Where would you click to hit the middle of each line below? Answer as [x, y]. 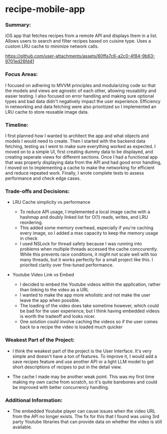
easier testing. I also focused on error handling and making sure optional [80, 96]
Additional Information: [34, 400]
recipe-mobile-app [45, 9]
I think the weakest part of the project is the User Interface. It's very [82, 351]
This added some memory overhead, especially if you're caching [86, 228]
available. [22, 427]
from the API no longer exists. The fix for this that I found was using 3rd [86, 416]
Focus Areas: [22, 75]
